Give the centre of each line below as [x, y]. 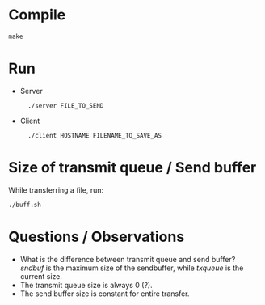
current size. [41, 276]
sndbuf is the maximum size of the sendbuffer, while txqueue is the [132, 268]
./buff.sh [25, 205]
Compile [37, 15]
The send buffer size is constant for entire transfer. [105, 294]
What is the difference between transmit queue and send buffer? [128, 259]
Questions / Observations [97, 237]
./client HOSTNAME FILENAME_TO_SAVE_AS [95, 135]
